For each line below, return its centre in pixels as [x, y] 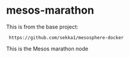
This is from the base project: [42, 27]
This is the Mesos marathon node [47, 49]
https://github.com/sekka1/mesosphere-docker [66, 37]
